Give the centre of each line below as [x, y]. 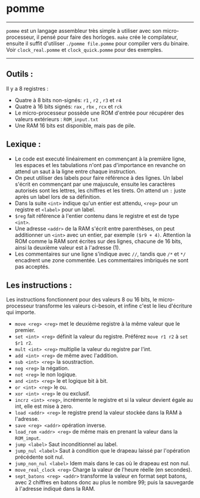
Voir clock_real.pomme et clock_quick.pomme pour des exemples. [85, 50]
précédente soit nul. [39, 457]
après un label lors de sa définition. [58, 196]
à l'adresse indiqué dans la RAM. [55, 489]
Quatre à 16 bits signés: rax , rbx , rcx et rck [68, 106]
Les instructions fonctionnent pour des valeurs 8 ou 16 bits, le [82, 300]
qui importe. [21, 312]
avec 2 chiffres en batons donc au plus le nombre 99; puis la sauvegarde [104, 482]
